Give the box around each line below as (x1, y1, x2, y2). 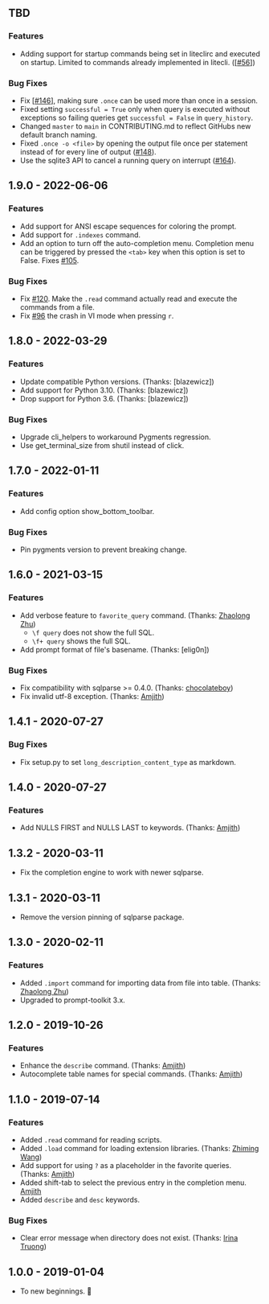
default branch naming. (19, 130, 98, 139)
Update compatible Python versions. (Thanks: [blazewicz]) (19, 376, 214, 386)
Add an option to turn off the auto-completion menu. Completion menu (19, 238, 255, 248)
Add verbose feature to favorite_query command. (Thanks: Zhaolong (19, 611, 251, 620)
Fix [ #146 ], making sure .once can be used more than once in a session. (19, 96, 259, 105)
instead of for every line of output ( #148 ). (19, 146, 157, 156)
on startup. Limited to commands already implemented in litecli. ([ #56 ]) (19, 57, 255, 67)
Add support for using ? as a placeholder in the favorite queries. (19, 1160, 231, 1170)
